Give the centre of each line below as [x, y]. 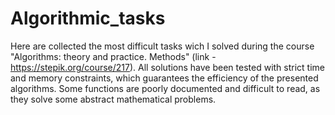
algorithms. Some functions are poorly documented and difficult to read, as [165, 88]
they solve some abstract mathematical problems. [113, 99]
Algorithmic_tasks [88, 18]
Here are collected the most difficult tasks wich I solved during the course [162, 46]
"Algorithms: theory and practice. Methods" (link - [113, 56]
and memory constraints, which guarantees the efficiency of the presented [164, 78]
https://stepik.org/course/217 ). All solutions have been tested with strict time [168, 67]
